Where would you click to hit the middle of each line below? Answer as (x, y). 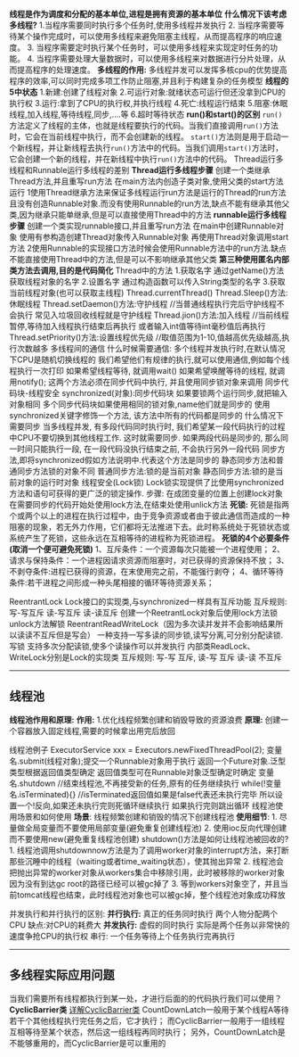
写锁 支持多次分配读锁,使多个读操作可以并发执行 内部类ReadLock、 (132, 646)
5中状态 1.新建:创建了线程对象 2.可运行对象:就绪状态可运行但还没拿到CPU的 (148, 92)
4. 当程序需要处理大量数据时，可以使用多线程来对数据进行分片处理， (152, 58)
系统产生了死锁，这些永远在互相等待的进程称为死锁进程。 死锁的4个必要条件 (149, 538)
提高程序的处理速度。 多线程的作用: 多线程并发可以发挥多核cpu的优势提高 (152, 70)
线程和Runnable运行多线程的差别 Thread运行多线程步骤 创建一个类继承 (140, 170)
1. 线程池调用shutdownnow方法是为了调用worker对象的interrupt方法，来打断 (149, 850)
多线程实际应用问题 (62, 975)
